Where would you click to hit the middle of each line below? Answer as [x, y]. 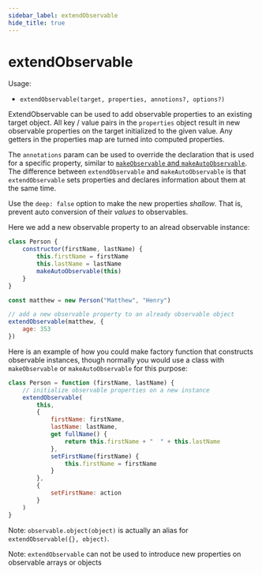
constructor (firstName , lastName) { [83, 250]
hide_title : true [37, 23]
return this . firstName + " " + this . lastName [142, 442]
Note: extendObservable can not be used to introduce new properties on [125, 554]
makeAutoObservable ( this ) [79, 271]
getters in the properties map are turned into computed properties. [116, 140]
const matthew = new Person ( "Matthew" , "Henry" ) [90, 300]
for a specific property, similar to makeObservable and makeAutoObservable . [127, 163]
